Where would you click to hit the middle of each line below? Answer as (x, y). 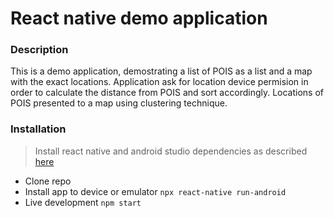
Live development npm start (83, 202)
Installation (38, 129)
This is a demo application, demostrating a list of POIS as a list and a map (161, 71)
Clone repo (48, 181)
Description (39, 50)
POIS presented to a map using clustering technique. (119, 103)
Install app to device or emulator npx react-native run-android (155, 191)
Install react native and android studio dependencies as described (171, 151)
